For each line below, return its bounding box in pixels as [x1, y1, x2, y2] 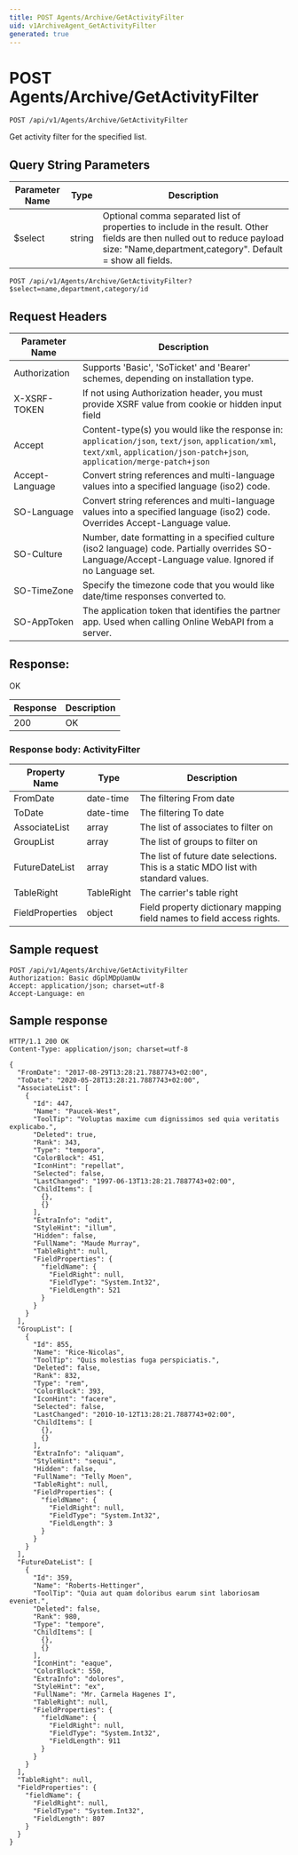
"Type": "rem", [32, 1379, 90, 1388]
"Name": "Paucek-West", [32, 1107, 122, 1116]
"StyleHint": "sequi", [32, 1456, 117, 1466]
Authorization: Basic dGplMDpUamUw [9, 974, 141, 983]
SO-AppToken [13, 615, 74, 627]
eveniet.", [9, 1596, 50, 1605]
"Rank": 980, [32, 1612, 82, 1621]
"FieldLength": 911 [48, 1736, 122, 1746]
